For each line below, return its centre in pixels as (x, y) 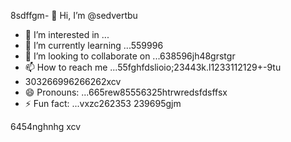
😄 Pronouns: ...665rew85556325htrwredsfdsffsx (126, 92)
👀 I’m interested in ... (67, 34)
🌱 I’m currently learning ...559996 (94, 45)
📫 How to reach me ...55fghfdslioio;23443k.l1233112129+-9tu (153, 67)
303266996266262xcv (73, 81)
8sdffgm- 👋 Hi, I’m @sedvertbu (74, 15)
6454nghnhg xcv (46, 126)
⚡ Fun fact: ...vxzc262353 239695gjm (103, 103)
